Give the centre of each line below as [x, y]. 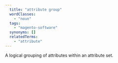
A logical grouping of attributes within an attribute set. [59, 55]
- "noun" [23, 19]
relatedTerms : [24, 37]
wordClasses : [23, 14]
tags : [15, 23]
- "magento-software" [36, 28]
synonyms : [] [23, 32]
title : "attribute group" [36, 10]
